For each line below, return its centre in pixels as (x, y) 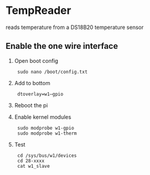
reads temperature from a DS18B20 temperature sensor (75, 27)
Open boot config (36, 60)
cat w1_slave (33, 166)
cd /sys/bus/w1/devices (47, 155)
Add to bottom (32, 83)
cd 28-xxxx (31, 161)
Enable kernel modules (43, 117)
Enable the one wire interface (62, 46)
